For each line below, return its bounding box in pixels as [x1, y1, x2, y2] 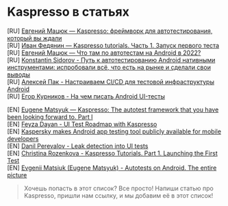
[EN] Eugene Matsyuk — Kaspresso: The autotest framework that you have [7, 105, 219, 114]
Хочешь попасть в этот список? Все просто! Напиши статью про [23, 184, 214, 192]
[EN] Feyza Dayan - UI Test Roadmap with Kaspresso [7, 120, 157, 128]
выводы [7, 70, 31, 79]
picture [7, 170, 27, 179]
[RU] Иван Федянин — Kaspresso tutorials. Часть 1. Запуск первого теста [7, 41, 220, 49]
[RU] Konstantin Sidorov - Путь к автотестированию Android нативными [7, 55, 216, 64]
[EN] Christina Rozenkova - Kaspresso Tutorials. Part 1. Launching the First [7, 149, 218, 157]
